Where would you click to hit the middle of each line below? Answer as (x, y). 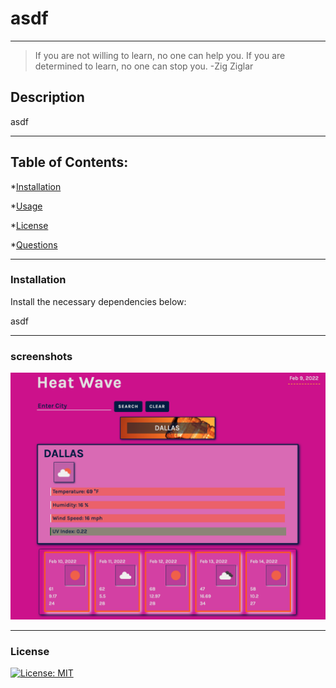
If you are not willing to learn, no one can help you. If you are (160, 55)
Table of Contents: (69, 162)
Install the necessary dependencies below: (98, 301)
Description (47, 97)
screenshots (41, 356)
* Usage (26, 206)
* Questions (34, 244)
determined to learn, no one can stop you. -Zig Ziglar (144, 66)
